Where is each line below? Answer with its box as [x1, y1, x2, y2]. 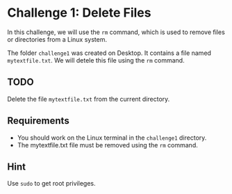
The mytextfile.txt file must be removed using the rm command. [17, 140, 198, 149]
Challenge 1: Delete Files [7, 5, 151, 21]
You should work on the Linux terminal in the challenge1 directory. [17, 134, 207, 142]
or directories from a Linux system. [7, 35, 108, 43]
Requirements [7, 115, 69, 127]
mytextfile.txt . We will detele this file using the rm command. [7, 56, 185, 64]
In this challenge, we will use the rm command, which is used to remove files [7, 28, 226, 36]
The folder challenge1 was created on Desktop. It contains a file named [7, 49, 212, 57]
